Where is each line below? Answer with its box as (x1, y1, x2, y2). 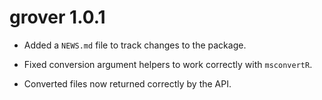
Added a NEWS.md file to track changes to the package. (23, 39, 247, 51)
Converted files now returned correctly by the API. (23, 77, 232, 90)
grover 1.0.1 (9, 6, 106, 29)
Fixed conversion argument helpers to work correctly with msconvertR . (23, 58, 313, 70)
